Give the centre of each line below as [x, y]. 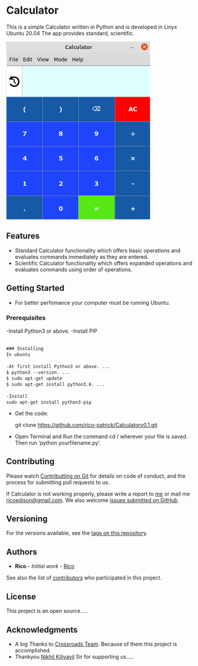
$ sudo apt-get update [34, 378]
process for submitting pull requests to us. [58, 482]
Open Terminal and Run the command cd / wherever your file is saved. [101, 436]
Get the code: [32, 413]
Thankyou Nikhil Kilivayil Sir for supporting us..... [74, 656]
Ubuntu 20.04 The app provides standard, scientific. [70, 33]
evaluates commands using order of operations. [73, 270]
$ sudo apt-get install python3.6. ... [56, 384]
